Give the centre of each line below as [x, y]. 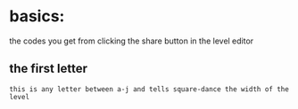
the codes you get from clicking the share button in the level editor [132, 41]
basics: [37, 16]
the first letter [48, 69]
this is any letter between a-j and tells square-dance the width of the [149, 89]
